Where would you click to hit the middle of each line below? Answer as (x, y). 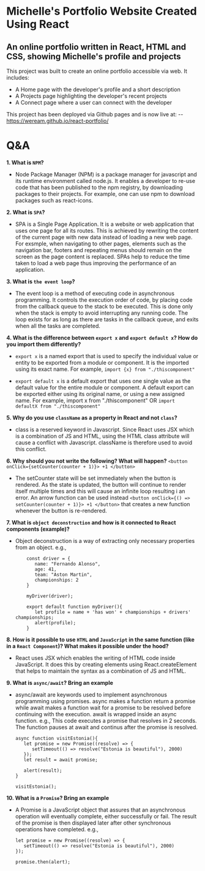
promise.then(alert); (43, 862)
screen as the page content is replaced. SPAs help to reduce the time (102, 256)
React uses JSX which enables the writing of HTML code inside (95, 658)
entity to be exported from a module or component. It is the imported (102, 362)
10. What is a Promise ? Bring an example (58, 798)
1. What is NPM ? (25, 162)
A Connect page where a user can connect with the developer (94, 103)
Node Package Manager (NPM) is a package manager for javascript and (106, 174)
